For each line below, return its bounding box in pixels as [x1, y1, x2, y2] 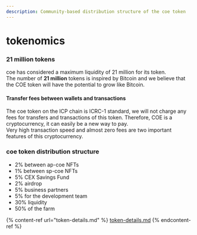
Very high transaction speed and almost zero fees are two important [6, 126, 172, 133]
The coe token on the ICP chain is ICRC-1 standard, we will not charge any [6, 107, 187, 115]
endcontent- [160, 216, 191, 223]
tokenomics [6, 34, 65, 47]
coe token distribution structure [6, 148, 99, 156]
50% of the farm [14, 205, 55, 212]
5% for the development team [14, 192, 87, 200]
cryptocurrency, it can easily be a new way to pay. [6, 120, 129, 128]
